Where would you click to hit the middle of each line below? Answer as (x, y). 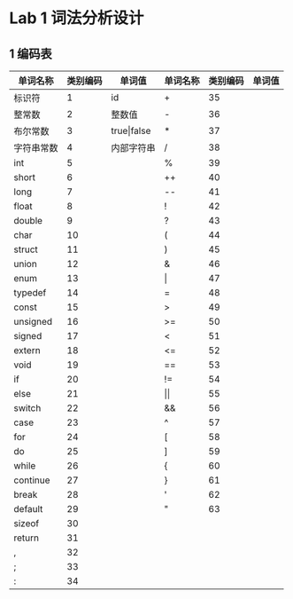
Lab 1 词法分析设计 (77, 18)
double (28, 221)
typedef (30, 292)
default (28, 509)
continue (32, 480)
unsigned (33, 322)
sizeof (27, 523)
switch (27, 408)
